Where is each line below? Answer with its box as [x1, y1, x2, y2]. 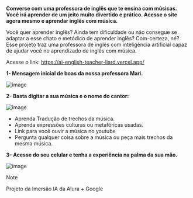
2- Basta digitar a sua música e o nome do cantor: [6, 93, 129, 99]
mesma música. [14, 140, 53, 147]
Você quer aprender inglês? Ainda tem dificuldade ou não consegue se [6, 29, 177, 36]
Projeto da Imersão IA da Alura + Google [6, 185, 104, 192]
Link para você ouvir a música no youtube [14, 128, 116, 134]
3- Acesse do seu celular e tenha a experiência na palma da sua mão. [6, 151, 178, 158]
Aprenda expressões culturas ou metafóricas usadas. [14, 121, 144, 128]
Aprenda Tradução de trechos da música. [14, 115, 115, 122]
